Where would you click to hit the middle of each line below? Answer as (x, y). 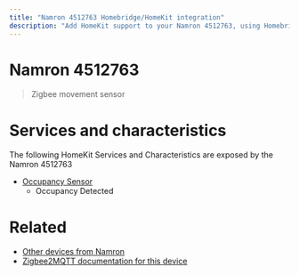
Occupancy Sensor (57, 182)
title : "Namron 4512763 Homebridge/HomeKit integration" (117, 17)
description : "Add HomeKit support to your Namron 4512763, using (135, 26)
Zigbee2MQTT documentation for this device (105, 261)
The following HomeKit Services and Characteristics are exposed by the (141, 155)
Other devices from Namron (73, 252)
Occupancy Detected (74, 191)
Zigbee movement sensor (78, 94)
